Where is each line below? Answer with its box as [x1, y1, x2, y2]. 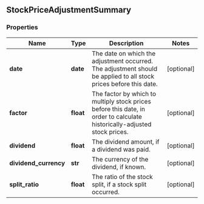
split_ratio [9, 180, 39, 188]
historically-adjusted [92, 120, 152, 128]
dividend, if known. [92, 163, 146, 171]
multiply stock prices [92, 97, 152, 105]
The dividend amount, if [92, 137, 160, 146]
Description [109, 39, 144, 47]
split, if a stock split [92, 180, 147, 188]
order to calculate [92, 112, 143, 121]
